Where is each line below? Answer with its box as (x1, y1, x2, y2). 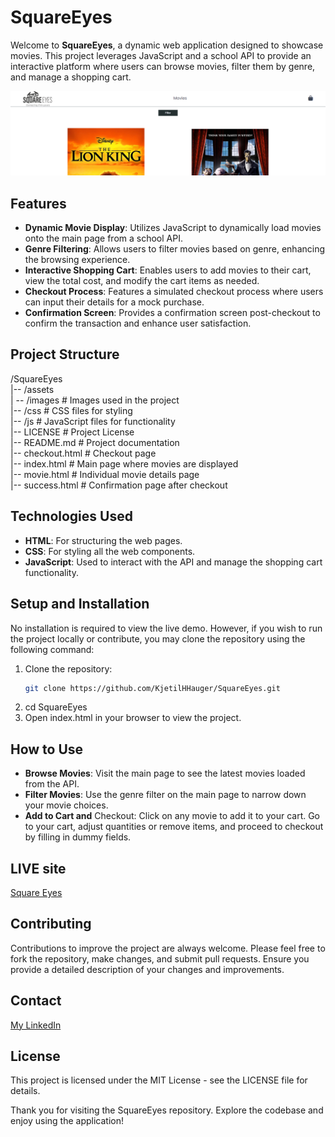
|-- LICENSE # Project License (10, 426, 135, 438)
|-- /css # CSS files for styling (10, 404, 133, 416)
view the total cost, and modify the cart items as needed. (24, 275, 260, 287)
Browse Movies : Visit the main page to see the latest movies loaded (24, 767, 306, 780)
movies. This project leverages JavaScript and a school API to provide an (10, 49, 312, 61)
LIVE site (10, 860, 67, 877)
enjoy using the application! (10, 1115, 125, 1127)
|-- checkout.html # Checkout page (10, 447, 157, 459)
